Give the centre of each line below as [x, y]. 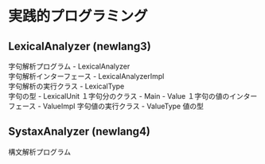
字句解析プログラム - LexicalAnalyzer [69, 66]
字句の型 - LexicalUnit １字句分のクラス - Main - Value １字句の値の [119, 96]
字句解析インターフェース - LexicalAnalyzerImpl [86, 76]
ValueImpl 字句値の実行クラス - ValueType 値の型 [123, 106]
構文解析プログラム [40, 151]
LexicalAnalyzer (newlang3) [80, 46]
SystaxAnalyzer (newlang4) [80, 132]
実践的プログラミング [78, 16]
